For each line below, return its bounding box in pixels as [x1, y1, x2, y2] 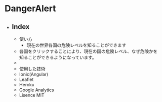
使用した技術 [19, 66, 45, 72]
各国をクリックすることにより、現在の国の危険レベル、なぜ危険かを [19, 49, 158, 54]
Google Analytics [19, 87, 54, 93]
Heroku [19, 82, 35, 87]
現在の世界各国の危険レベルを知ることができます [26, 42, 126, 48]
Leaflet [19, 76, 34, 82]
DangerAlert [4, 3, 56, 14]
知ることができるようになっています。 [19, 54, 97, 60]
